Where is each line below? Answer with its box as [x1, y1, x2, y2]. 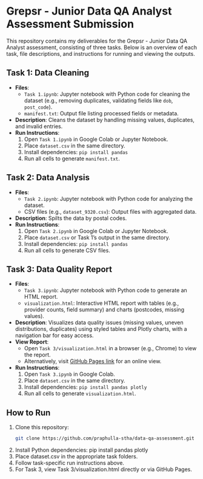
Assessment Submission [6, 17, 135, 31]
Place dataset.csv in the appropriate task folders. [15, 453, 138, 460]
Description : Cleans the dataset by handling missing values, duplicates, [15, 116, 195, 123]
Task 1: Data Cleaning [6, 68, 90, 78]
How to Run [6, 407, 51, 418]
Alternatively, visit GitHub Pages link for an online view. [24, 358, 162, 365]
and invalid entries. [15, 123, 63, 130]
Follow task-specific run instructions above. [15, 460, 124, 467]
